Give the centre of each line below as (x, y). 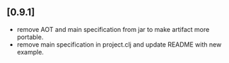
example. (30, 52)
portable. (30, 37)
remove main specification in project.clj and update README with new (119, 44)
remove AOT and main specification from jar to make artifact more (113, 29)
